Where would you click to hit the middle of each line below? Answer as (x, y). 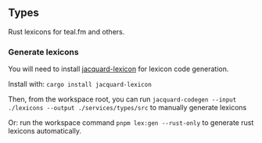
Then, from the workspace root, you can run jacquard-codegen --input (122, 99)
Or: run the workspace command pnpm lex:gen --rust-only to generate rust (131, 123)
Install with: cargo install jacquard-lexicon (80, 84)
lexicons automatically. (45, 131)
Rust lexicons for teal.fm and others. (66, 31)
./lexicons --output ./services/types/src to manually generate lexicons (127, 108)
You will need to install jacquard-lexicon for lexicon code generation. (118, 69)
